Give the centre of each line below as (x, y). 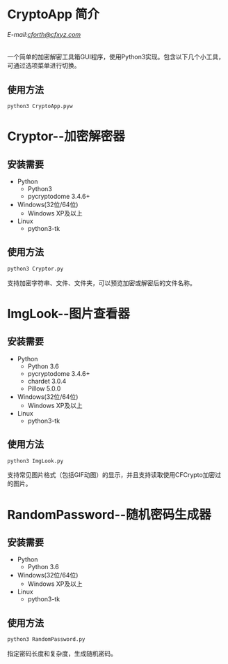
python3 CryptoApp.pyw (40, 106)
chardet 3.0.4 (47, 381)
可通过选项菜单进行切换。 (44, 66)
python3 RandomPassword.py (46, 640)
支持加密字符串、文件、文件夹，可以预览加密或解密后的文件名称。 (101, 282)
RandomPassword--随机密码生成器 (109, 514)
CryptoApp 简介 (54, 14)
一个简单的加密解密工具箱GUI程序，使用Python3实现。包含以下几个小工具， (116, 57)
